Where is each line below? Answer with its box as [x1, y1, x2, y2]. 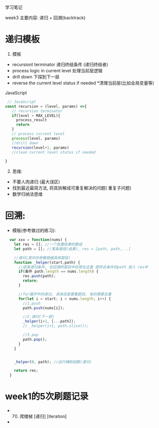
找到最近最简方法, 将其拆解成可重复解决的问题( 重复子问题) [12, 185, 131, 191]
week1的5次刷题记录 [5, 391, 89, 402]
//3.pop [23, 332, 38, 337]
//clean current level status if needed [11, 150, 96, 155]
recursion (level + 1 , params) [11, 145, 69, 150]
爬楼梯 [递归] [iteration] [19, 413, 67, 420]
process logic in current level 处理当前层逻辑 [12, 67, 103, 73]
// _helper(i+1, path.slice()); [23, 324, 90, 329]
